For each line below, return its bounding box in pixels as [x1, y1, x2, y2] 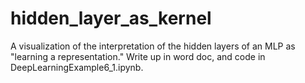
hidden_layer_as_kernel [10, 7, 212, 30]
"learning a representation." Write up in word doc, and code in [10, 50, 266, 62]
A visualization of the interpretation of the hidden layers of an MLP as [10, 40, 296, 52]
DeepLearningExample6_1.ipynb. [10, 61, 144, 73]
